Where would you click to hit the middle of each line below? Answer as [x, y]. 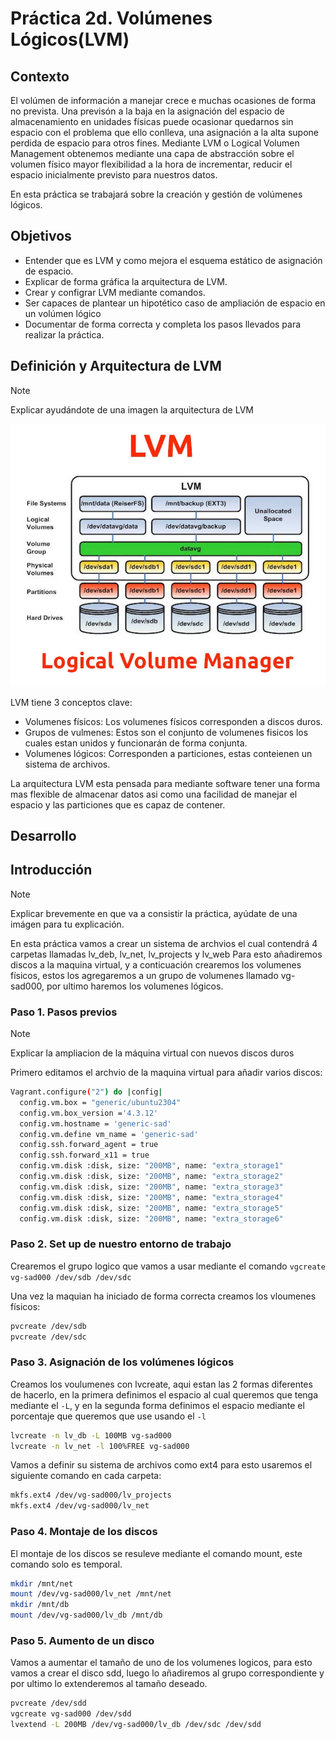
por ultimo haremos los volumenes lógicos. [135, 986]
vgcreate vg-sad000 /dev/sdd [71, 1714]
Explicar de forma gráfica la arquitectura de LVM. [126, 281]
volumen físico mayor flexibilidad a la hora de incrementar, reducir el [151, 164]
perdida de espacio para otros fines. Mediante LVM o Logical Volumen [155, 143]
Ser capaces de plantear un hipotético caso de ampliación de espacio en [175, 303]
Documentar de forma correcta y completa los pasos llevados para [163, 324]
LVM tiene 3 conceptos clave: [71, 702]
